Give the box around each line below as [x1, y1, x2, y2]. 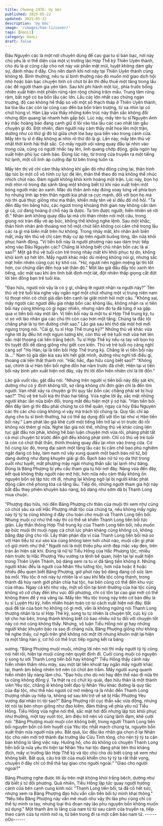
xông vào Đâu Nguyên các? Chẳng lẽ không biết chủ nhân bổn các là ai [5, 244, 148, 250]
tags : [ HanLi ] [5, 30, 34, 35]
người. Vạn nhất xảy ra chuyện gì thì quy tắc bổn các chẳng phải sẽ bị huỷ [5, 388, 153, 393]
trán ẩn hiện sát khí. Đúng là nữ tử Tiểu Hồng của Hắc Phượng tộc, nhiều [5, 548, 150, 553]
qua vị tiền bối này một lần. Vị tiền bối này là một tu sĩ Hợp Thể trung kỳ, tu [5, 310, 154, 316]
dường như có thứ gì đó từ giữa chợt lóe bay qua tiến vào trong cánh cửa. [5, 130, 152, 136]
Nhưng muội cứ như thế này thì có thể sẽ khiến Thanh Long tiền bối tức [5, 517, 148, 523]
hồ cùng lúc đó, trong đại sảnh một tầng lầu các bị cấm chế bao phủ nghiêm [5, 445, 158, 451]
